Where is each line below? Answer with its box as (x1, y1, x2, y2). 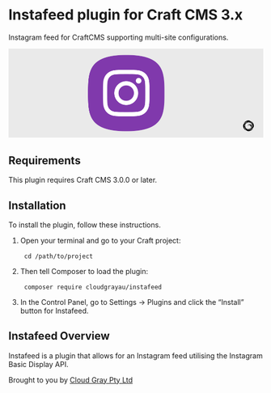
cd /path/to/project (23, 252, 93, 260)
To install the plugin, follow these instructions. (8, 220, 162, 230)
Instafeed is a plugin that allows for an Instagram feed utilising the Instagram (8, 350, 263, 361)
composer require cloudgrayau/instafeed (23, 283, 163, 291)
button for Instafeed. (19, 306, 89, 315)
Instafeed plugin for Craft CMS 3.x (8, 6, 243, 24)
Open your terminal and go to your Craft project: (19, 235, 181, 245)
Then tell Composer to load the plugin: (19, 266, 148, 276)
